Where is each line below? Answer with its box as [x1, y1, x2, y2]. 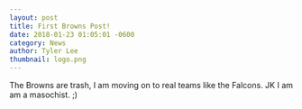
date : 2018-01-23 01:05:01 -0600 [9, 30, 135, 39]
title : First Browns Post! [9, 22, 111, 31]
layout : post [9, 13, 59, 23]
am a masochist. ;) [9, 89, 78, 100]
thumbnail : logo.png [9, 55, 87, 64]
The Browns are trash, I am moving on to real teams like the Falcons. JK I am [9, 80, 294, 90]
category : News [9, 38, 67, 48]
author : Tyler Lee [9, 47, 78, 56]
